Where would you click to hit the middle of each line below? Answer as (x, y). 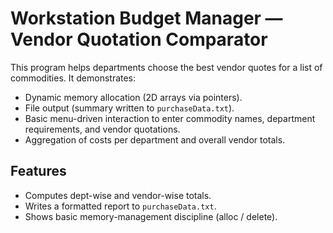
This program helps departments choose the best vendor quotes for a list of (166, 67)
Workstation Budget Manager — (146, 18)
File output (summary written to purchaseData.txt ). (129, 108)
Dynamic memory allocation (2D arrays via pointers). (133, 97)
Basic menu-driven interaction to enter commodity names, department (170, 118)
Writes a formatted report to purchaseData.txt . (120, 206)
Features (38, 171)
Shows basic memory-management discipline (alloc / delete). (151, 216)
